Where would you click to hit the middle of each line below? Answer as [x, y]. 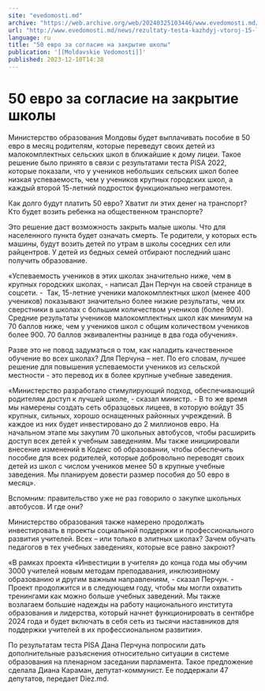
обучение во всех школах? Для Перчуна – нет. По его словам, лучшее [127, 358]
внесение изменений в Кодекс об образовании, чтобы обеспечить [121, 449]
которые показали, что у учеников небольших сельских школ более [123, 171]
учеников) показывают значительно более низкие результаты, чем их [127, 300]
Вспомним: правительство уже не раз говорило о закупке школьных [125, 498]
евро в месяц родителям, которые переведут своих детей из [112, 145]
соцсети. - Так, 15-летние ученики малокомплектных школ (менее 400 [129, 293]
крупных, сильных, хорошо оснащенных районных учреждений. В [120, 415]
